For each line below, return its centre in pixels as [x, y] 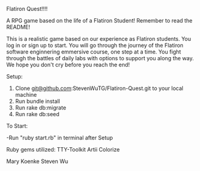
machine [26, 95]
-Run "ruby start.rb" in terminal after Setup [60, 138]
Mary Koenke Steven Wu [37, 161]
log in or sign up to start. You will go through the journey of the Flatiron [95, 45]
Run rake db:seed [37, 114]
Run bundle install [37, 101]
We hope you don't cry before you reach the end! [68, 65]
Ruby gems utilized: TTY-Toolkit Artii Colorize [63, 149]
